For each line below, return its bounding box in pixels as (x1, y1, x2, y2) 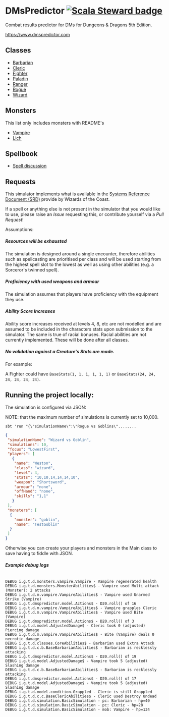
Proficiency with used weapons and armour (5, 278, 99, 285)
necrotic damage (5, 636, 39, 641)
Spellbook (5, 149, 38, 158)
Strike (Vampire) (5, 596, 42, 601)
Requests (5, 177, 36, 186)
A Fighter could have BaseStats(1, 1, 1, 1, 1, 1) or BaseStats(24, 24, (5, 371, 156, 377)
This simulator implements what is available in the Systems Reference (5, 191, 150, 197)
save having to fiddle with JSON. (5, 550, 73, 556)
